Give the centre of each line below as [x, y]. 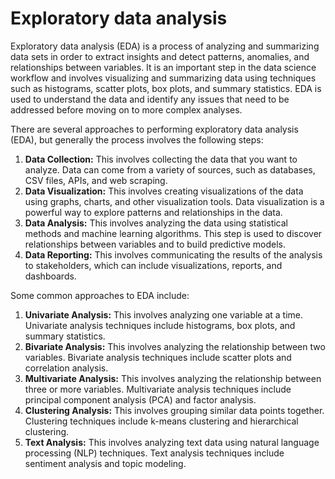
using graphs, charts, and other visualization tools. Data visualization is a [174, 201]
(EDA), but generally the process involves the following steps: [137, 139]
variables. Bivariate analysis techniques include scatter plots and [158, 357]
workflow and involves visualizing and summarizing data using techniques [163, 78]
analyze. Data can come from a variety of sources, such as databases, [170, 169]
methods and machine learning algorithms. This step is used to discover [173, 233]
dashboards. [50, 276]
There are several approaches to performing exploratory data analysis [154, 129]
